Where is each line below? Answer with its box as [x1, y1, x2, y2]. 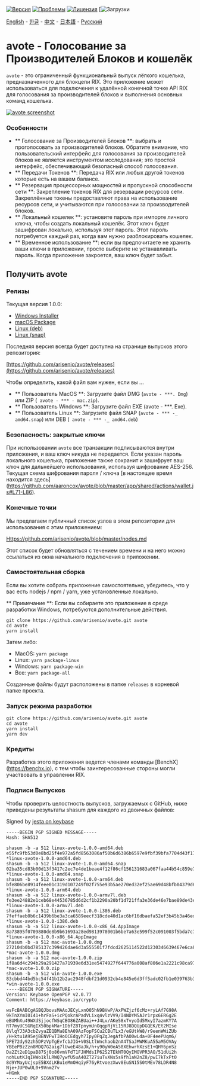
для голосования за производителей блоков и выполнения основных [6, 90, 183, 98]
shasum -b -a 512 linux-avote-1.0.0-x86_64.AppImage [6, 923, 140, 929]
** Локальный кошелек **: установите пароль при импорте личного [14, 213, 189, 221]
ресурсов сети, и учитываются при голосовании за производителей [14, 201, 189, 208]
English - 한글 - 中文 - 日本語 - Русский [6, 18, 102, 25]
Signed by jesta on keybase [6, 817, 74, 825]
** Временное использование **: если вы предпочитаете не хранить [14, 239, 191, 246]
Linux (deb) [14, 325, 43, 332]
